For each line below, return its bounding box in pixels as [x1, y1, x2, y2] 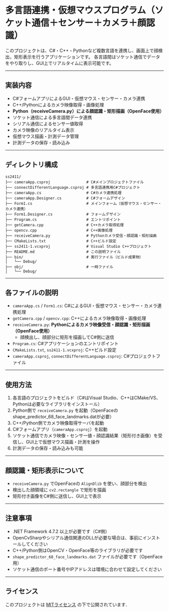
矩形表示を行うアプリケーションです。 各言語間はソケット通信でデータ [14, 53, 160, 60]
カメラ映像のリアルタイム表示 [12, 127, 74, 133]
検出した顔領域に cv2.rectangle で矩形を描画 [12, 487, 107, 492]
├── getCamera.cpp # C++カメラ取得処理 [5, 222, 124, 228]
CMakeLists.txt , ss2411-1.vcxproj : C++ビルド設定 [12, 347, 117, 353]
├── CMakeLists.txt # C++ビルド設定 [5, 238, 117, 244]
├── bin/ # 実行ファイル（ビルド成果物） [5, 254, 143, 260]
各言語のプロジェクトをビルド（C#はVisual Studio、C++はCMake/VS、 [12, 395, 161, 401]
